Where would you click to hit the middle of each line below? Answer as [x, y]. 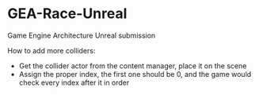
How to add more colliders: [51, 50]
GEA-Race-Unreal [67, 14]
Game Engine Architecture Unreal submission [82, 35]
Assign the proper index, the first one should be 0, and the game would [135, 74]
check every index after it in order [74, 82]
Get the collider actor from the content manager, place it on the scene [133, 66]
